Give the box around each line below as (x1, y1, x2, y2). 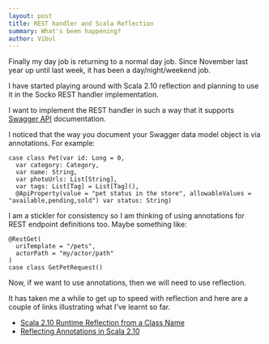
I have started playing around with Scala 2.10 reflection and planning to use (8, 81, 259, 91)
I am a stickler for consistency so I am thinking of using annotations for (8, 211, 245, 221)
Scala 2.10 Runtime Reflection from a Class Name (19, 318, 185, 328)
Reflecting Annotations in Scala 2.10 (19, 326, 140, 337)
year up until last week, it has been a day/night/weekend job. (8, 66, 211, 75)
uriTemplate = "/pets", (15, 243, 96, 251)
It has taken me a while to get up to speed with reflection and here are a (8, 294, 249, 303)
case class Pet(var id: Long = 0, (8, 154, 126, 162)
